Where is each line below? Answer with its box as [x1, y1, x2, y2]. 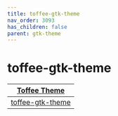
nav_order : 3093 [7, 17, 55, 24]
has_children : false [7, 23, 68, 30]
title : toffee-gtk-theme [7, 10, 80, 18]
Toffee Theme [16, 86, 65, 96]
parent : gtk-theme [7, 30, 61, 37]
